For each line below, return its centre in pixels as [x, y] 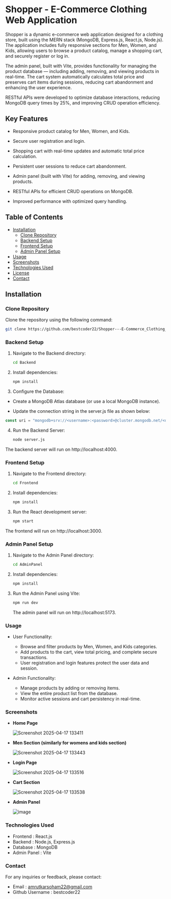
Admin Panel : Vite [32, 853]
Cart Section [26, 782]
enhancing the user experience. [39, 87]
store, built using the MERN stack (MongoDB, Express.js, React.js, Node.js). [84, 40]
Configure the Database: [38, 391]
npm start [23, 521]
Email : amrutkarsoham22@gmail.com [52, 887]
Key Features [27, 119]
